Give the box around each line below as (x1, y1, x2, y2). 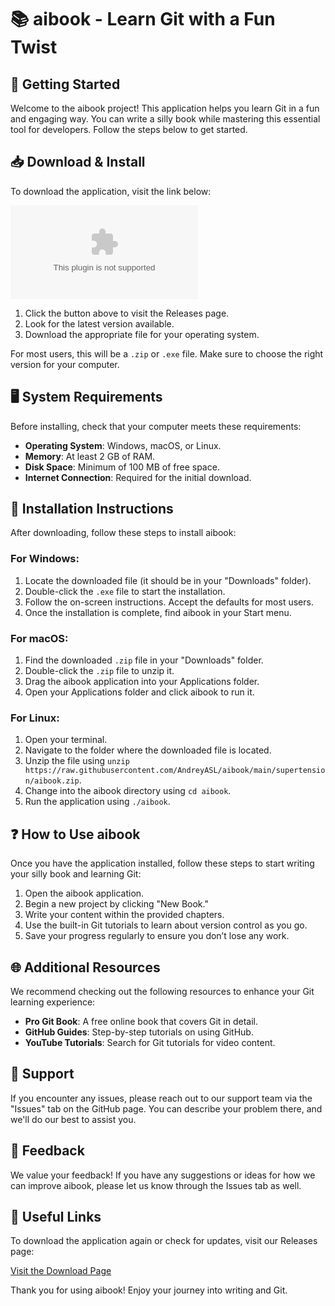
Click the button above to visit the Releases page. (24, 307, 230, 319)
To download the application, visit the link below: (10, 185, 212, 197)
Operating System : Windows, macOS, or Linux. (24, 439, 222, 451)
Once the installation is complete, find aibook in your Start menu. (24, 606, 292, 618)
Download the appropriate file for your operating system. (24, 328, 260, 340)
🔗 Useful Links (10, 1208, 102, 1225)
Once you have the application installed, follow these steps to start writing (10, 857, 315, 870)
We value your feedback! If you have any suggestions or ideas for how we (10, 1169, 316, 1181)
